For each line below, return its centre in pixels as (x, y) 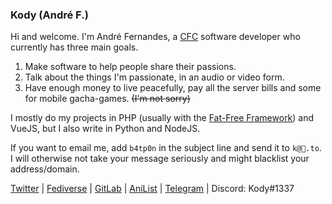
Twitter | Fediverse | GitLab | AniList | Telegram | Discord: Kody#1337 (152, 189)
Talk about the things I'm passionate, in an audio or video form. (154, 77)
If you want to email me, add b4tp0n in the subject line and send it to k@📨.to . (166, 148)
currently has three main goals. (74, 47)
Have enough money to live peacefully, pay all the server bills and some (173, 88)
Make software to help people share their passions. (130, 67)
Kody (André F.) (49, 15)
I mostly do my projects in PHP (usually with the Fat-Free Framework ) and (162, 118)
